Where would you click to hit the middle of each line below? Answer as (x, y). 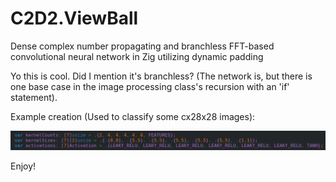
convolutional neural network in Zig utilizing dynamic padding (137, 56)
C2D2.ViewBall (74, 18)
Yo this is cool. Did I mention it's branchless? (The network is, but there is (161, 76)
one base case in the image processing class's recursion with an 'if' (150, 86)
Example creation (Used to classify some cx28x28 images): (133, 116)
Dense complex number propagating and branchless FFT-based (142, 46)
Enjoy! (23, 166)
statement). (34, 97)
